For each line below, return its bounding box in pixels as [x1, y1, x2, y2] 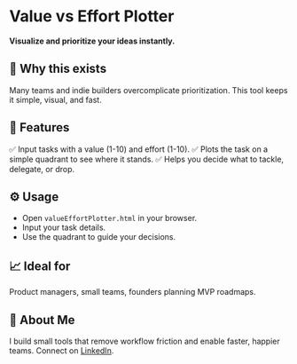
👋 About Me [9, 313, 75, 328]
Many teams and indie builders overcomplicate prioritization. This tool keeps [9, 84, 288, 95]
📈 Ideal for [9, 258, 71, 273]
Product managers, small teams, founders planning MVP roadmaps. [9, 287, 256, 297]
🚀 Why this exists [9, 61, 107, 76]
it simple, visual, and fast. [9, 94, 102, 105]
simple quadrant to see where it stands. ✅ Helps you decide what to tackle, [9, 154, 285, 164]
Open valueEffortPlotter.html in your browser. [21, 213, 198, 224]
